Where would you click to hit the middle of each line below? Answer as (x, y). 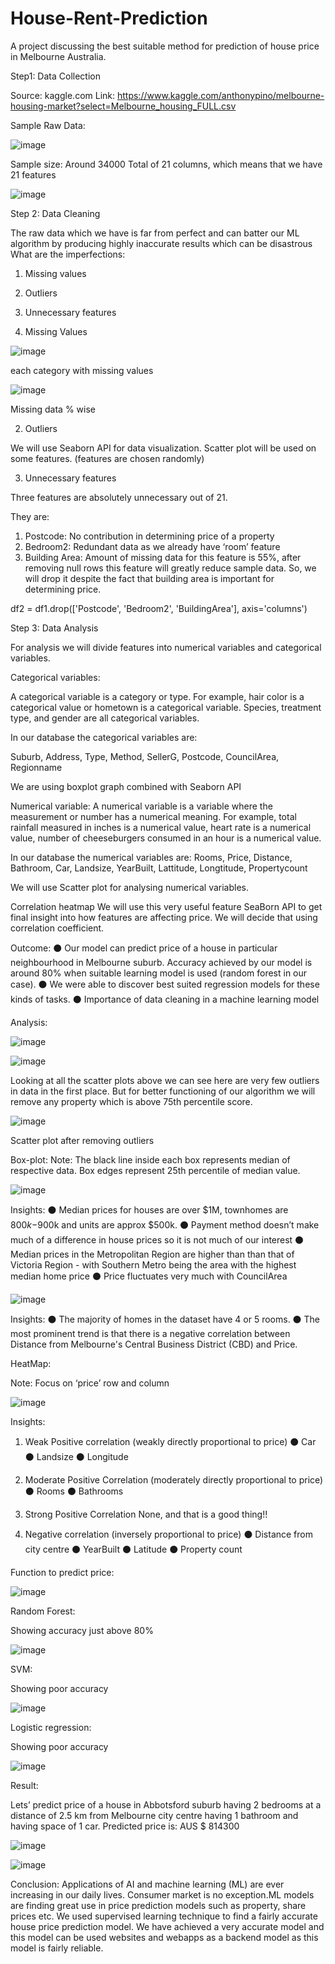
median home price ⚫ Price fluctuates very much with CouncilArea (149, 1276)
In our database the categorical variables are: (104, 737)
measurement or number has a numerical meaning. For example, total (153, 816)
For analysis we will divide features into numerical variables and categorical (166, 647)
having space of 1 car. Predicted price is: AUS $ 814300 (125, 1826)
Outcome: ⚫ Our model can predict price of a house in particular (144, 948)
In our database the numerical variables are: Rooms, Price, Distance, (151, 857)
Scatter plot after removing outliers (82, 1140)
